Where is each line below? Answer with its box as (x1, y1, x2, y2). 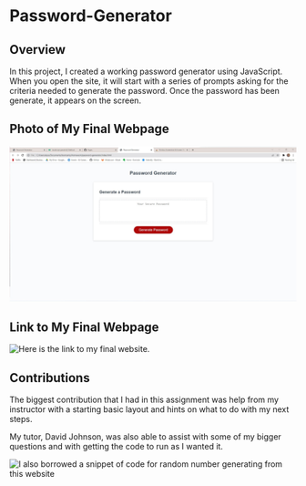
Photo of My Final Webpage (9, 121, 170, 137)
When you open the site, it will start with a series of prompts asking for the (9, 76, 289, 87)
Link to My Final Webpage (9, 319, 159, 335)
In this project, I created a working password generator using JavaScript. (9, 66, 283, 77)
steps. (9, 414, 33, 425)
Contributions (9, 370, 90, 386)
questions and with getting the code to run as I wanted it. (9, 441, 223, 452)
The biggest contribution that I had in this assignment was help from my (9, 394, 280, 406)
